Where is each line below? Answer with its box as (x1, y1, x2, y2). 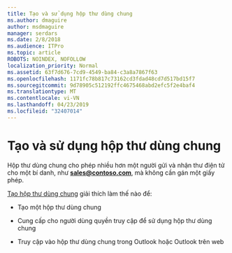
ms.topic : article (7, 50, 61, 57)
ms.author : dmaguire (7, 17, 68, 24)
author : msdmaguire (7, 23, 64, 30)
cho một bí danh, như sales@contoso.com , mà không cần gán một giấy (7, 168, 215, 177)
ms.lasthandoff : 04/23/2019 (7, 101, 89, 108)
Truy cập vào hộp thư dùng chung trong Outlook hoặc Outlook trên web (17, 237, 224, 245)
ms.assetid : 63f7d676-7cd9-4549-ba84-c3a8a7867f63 (7, 68, 158, 75)
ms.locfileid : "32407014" (7, 108, 82, 115)
